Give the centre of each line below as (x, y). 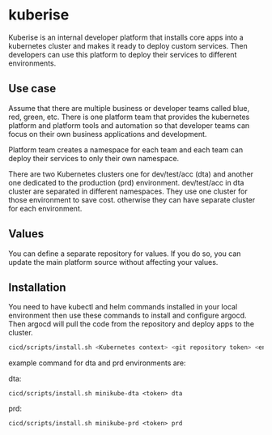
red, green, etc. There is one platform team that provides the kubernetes (129, 117)
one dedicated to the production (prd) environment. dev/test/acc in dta (126, 182)
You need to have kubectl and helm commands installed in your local (123, 307)
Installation (37, 287)
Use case (32, 89)
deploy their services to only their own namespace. (94, 158)
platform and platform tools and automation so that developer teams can (129, 125)
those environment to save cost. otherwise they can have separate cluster (132, 199)
